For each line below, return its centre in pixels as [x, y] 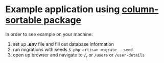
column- [140, 9]
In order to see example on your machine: [49, 34]
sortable [24, 20]
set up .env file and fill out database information [63, 44]
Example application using [63, 9]
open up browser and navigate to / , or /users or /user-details [78, 55]
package [62, 20]
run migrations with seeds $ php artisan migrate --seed [73, 49]
